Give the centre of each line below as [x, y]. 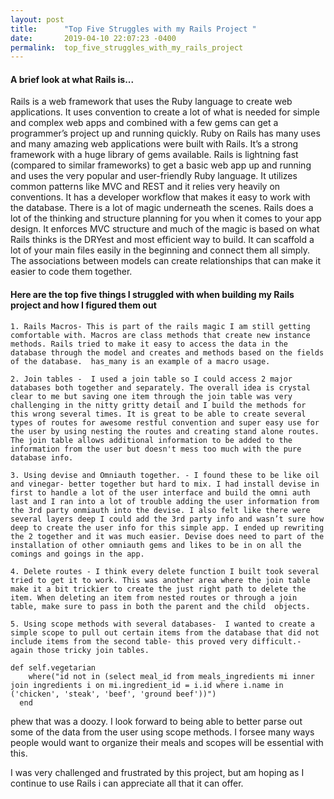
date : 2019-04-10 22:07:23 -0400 [93, 38]
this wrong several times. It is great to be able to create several [158, 414]
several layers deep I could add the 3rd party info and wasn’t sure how [167, 519]
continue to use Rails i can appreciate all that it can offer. [127, 783]
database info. [42, 457]
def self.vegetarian [53, 667]
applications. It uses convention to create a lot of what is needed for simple [165, 112]
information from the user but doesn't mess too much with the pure [156, 449]
